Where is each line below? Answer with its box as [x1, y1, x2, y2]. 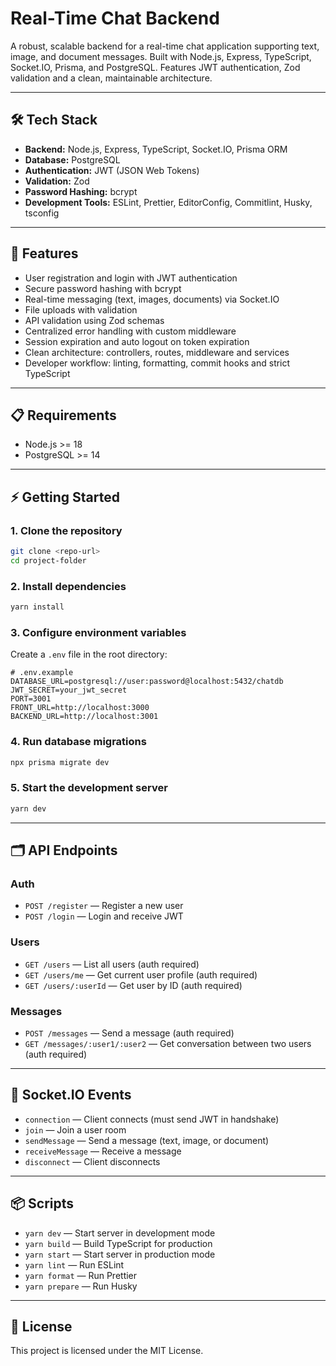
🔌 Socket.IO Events [10, 1087, 132, 1104]
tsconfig [24, 207, 60, 219]
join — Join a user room [24, 1123, 127, 1136]
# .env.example [10, 668, 74, 678]
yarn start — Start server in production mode [24, 1248, 216, 1260]
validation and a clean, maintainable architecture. [10, 72, 213, 84]
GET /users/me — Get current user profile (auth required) [24, 968, 258, 981]
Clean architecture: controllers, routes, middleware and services [24, 346, 290, 358]
